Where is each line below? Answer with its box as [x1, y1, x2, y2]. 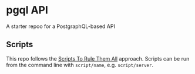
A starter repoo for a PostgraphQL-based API [6, 23, 116, 30]
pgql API [6, 3, 49, 17]
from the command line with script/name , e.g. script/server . [6, 61, 154, 68]
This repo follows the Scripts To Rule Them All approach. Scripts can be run [6, 55, 190, 62]
